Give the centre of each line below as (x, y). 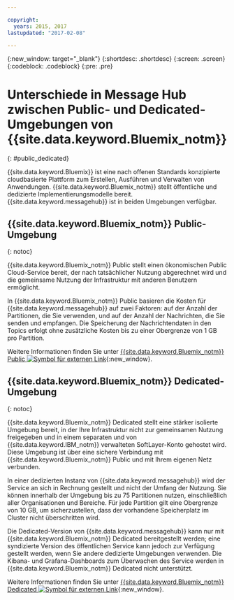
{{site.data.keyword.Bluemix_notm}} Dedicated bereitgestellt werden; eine (114, 538)
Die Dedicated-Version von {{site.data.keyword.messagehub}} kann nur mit (116, 531)
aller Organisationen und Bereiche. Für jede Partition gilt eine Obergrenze (113, 502)
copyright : (23, 20)
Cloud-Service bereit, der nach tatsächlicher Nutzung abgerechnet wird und (117, 273)
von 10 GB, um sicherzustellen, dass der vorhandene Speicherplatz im (108, 510)
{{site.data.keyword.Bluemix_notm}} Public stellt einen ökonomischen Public (117, 265)
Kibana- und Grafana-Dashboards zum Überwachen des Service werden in (116, 561)
